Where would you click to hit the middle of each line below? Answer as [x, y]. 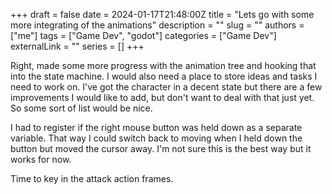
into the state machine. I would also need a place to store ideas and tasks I [164, 76]
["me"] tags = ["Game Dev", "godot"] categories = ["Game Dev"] [143, 35]
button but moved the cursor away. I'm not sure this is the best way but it [161, 148]
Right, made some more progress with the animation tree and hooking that [163, 65]
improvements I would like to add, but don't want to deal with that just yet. [162, 97]
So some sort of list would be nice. [81, 108]
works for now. [41, 159]
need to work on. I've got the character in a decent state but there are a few [166, 87]
